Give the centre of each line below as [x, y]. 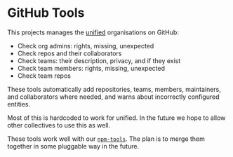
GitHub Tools [46, 13]
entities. [19, 104]
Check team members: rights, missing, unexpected [91, 68]
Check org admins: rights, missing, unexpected [86, 46]
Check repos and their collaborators [69, 53]
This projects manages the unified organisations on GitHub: [93, 32]
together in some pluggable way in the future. [73, 146]
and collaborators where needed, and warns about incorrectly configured [113, 97]
